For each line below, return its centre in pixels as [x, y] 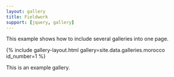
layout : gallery [26, 11]
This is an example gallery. [38, 68]
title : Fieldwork [27, 17]
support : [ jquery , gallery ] [40, 22]
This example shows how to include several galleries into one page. [87, 39]
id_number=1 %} [26, 57]
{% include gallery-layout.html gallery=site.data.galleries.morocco [86, 50]
